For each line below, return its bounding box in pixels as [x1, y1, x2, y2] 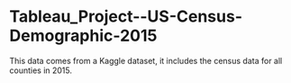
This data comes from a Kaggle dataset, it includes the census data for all [9, 55, 283, 66]
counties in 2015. [9, 65, 73, 76]
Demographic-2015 [9, 25, 158, 46]
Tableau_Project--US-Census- [9, 6, 243, 27]
